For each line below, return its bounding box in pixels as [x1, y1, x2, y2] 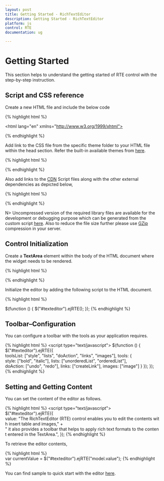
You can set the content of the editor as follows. [5, 396, 102, 402]
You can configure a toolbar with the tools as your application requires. [5, 333, 148, 339]
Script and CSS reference [5, 91, 84, 100]
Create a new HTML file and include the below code [5, 104, 110, 110]
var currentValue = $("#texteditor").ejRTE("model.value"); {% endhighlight [5, 455, 155, 462]
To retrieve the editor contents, [5, 441, 68, 447]
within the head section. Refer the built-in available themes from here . [5, 147, 146, 153]
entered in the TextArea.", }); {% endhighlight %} [7, 431, 106, 437]
